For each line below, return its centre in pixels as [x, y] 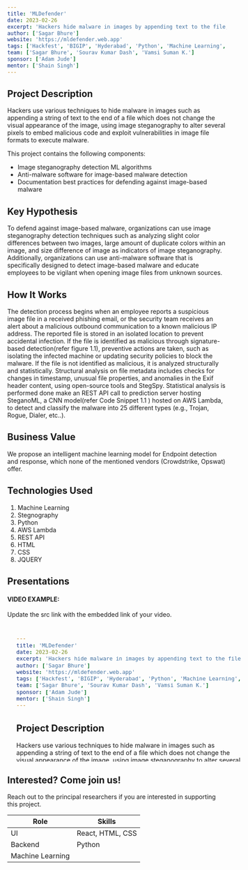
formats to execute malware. [48, 140]
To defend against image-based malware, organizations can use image [109, 228]
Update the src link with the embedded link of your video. [90, 615]
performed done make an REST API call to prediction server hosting [104, 393]
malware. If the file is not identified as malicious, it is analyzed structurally [113, 363]
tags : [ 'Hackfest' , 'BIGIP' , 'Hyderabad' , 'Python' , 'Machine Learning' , [117, 46]
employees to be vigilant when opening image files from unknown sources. [115, 273]
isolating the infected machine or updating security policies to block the [110, 356]
